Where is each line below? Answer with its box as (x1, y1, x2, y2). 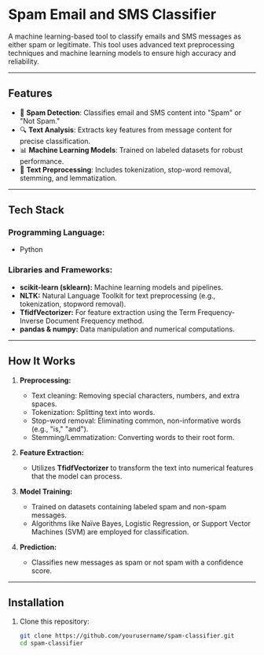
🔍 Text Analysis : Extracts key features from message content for (19, 124, 233, 135)
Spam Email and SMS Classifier (8, 6, 217, 24)
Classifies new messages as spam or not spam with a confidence (31, 557, 244, 567)
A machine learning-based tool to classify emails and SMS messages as (8, 31, 242, 41)
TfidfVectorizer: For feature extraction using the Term (19, 307, 196, 316)
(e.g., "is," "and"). (31, 424, 89, 434)
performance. (19, 156, 64, 166)
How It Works (8, 354, 76, 368)
